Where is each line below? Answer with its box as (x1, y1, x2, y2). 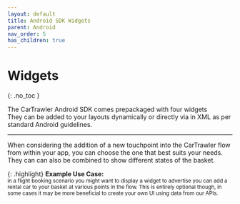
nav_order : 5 (7, 30, 46, 38)
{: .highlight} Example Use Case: (7, 170, 104, 178)
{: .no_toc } (7, 91, 40, 100)
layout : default (7, 10, 56, 18)
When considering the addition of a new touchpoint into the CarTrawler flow (7, 141, 231, 150)
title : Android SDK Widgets (7, 17, 91, 24)
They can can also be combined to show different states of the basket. (7, 156, 216, 165)
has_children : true (7, 37, 66, 44)
